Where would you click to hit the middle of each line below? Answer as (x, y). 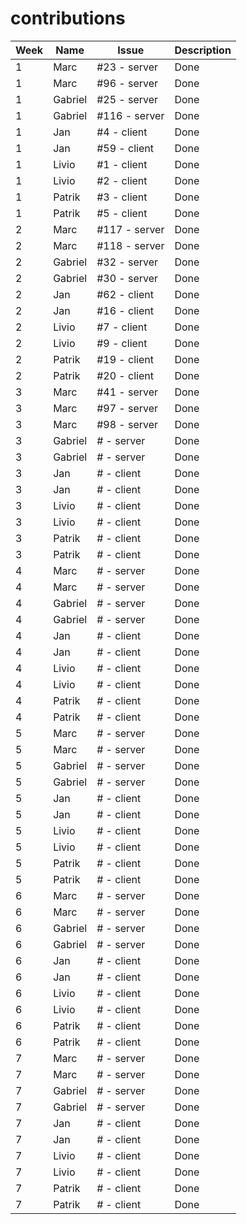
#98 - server (127, 424)
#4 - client (122, 132)
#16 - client (125, 310)
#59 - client (125, 148)
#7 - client (122, 327)
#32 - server (127, 262)
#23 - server (127, 67)
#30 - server (127, 278)
